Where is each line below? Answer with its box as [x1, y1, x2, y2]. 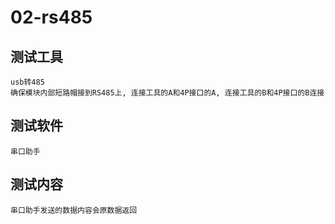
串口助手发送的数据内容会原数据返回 [10, 205, 138, 215]
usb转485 [10, 77, 45, 87]
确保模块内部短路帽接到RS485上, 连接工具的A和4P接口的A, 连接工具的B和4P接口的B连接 [10, 88, 325, 98]
